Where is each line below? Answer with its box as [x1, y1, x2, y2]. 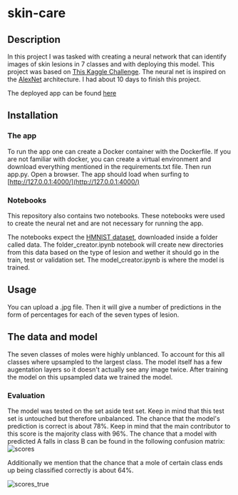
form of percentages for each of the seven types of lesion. [7, 310, 180, 319]
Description [7, 34, 61, 46]
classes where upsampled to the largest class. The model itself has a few [7, 357, 222, 366]
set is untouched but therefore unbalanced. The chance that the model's [7, 414, 221, 422]
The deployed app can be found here [7, 89, 117, 97]
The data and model [7, 331, 98, 343]
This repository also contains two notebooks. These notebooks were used [7, 211, 225, 220]
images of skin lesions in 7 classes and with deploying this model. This [7, 60, 215, 68]
